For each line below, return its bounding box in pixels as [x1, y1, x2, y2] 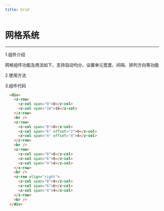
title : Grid [5, 7, 29, 12]
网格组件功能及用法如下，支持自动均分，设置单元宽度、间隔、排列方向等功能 [5, 62, 159, 68]
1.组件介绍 [5, 51, 25, 57]
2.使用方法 [5, 72, 26, 78]
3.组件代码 [5, 83, 26, 89]
